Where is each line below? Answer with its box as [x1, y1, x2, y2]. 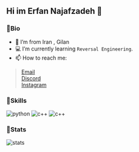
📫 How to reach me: [15, 54, 67, 61]
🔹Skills [6, 96, 27, 105]
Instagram [21, 81, 47, 88]
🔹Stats [6, 125, 27, 134]
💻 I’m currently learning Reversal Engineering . [15, 45, 134, 52]
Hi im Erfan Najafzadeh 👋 [6, 6, 103, 16]
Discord [21, 74, 41, 82]
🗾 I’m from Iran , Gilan [15, 38, 70, 46]
